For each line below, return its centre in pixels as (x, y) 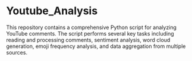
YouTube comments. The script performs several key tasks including (90, 33)
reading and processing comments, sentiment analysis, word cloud (88, 40)
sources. (17, 52)
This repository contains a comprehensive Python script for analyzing (92, 27)
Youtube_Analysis (52, 11)
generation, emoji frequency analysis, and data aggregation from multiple (96, 46)
